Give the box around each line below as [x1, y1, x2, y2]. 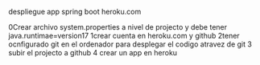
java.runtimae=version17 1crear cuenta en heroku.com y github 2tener [8, 31, 240, 40]
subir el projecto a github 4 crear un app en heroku [8, 48, 178, 57]
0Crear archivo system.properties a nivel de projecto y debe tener [8, 22, 228, 31]
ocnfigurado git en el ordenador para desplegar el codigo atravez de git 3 [8, 39, 252, 49]
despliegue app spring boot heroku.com [8, 7, 142, 16]
